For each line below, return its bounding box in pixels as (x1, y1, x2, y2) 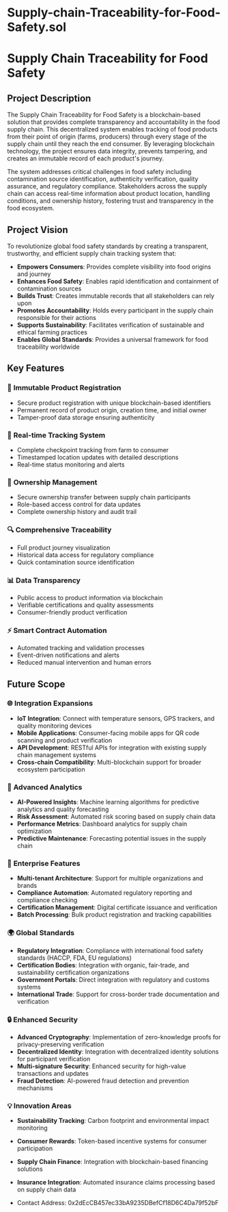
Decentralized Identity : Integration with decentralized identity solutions (16, 1048, 219, 1056)
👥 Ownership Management (7, 478, 98, 487)
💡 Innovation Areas (7, 1101, 72, 1111)
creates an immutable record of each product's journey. (7, 154, 164, 162)
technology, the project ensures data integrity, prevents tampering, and (7, 147, 208, 156)
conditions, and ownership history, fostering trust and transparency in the (7, 197, 214, 205)
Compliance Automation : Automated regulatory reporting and (16, 889, 193, 897)
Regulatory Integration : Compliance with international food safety (16, 946, 203, 954)
